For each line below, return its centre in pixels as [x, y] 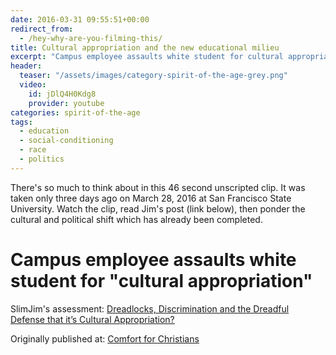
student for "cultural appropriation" [161, 280]
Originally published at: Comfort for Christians [105, 338]
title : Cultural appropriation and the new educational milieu [145, 47]
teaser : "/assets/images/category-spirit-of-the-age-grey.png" [153, 76]
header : [26, 66]
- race [33, 150]
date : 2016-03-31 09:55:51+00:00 [80, 19]
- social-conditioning [66, 141]
